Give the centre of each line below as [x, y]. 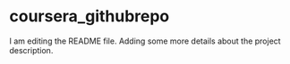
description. [31, 50]
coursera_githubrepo [90, 16]
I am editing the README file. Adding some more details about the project [145, 41]
